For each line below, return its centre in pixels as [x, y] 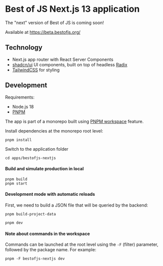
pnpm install [18, 140]
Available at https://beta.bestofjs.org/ [43, 32]
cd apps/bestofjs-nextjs [31, 158]
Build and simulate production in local [44, 169]
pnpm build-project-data [31, 214]
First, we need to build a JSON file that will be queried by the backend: [77, 205]
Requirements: [20, 97]
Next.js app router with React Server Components [63, 59]
